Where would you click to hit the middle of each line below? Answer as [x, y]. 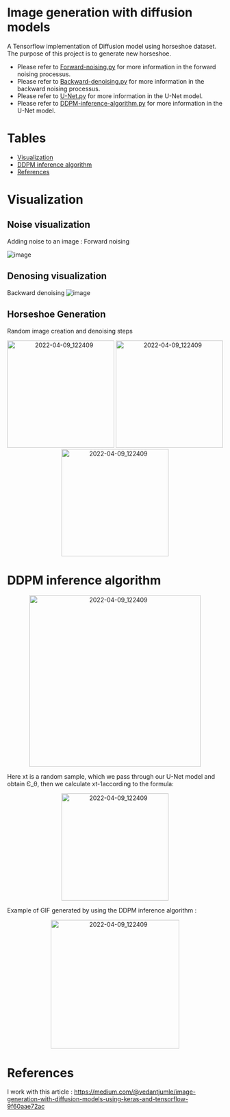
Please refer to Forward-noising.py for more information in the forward [116, 67]
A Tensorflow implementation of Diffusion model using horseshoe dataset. [112, 46]
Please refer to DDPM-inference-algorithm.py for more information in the [119, 103]
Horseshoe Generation [56, 315]
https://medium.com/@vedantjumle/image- [135, 1092]
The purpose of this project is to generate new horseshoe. [89, 54]
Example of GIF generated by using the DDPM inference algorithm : [102, 910]
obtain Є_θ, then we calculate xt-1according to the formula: [90, 784]
